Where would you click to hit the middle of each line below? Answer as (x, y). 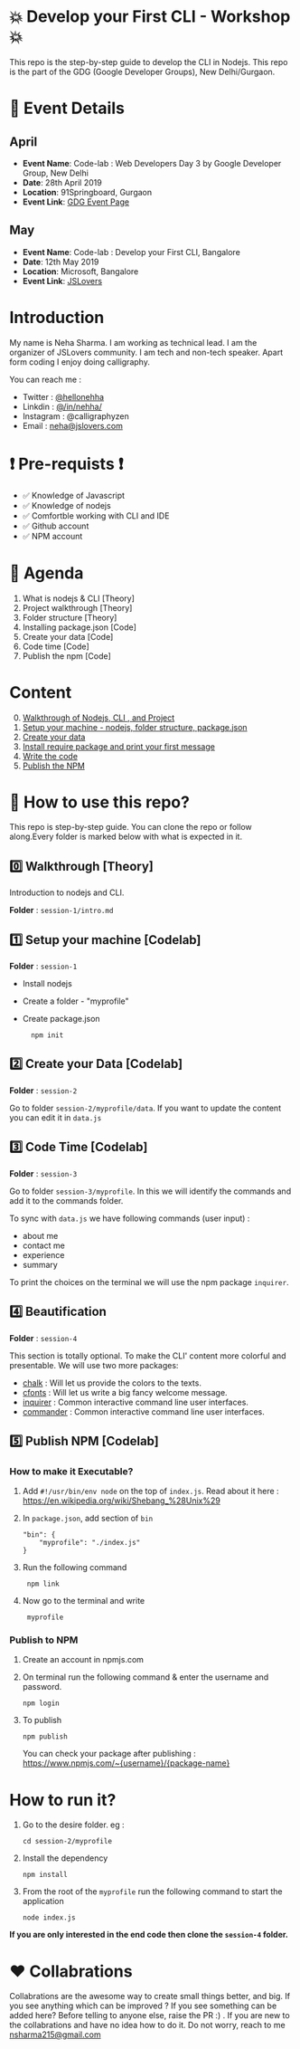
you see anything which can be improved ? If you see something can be (143, 2006)
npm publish (45, 1737)
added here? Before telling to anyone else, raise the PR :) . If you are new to (150, 2016)
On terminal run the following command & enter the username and (145, 1677)
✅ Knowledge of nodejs (66, 505)
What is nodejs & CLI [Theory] (79, 598)
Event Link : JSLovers (62, 281)
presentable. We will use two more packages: (94, 1365)
